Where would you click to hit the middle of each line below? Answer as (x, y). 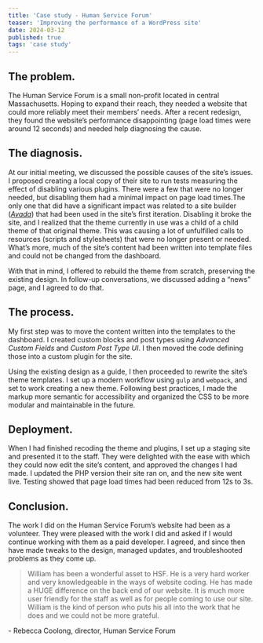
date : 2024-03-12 (37, 30)
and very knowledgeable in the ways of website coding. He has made (140, 583)
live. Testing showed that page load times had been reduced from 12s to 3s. (131, 482)
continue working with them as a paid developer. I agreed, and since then (127, 542)
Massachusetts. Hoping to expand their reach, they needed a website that (128, 104)
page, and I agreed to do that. (56, 287)
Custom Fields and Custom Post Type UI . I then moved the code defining (126, 348)
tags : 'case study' (40, 45)
